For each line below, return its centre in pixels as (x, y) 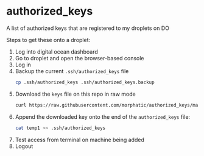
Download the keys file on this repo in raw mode (75, 94)
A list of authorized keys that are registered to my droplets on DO (88, 28)
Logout (24, 146)
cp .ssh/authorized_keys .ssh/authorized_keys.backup (85, 82)
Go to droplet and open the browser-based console (79, 58)
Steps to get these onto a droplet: (48, 40)
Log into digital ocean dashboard (57, 51)
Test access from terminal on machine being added (79, 140)
